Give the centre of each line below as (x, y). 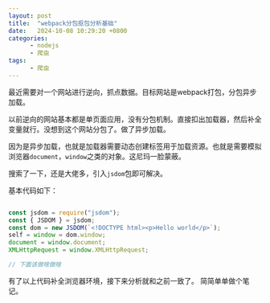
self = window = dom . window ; (57, 235)
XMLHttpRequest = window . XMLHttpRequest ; (79, 250)
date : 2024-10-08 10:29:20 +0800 (68, 31)
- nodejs (44, 46)
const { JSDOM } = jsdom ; (51, 220)
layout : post (30, 16)
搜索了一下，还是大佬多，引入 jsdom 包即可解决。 (88, 173)
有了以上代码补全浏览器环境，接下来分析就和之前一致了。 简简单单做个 (125, 280)
